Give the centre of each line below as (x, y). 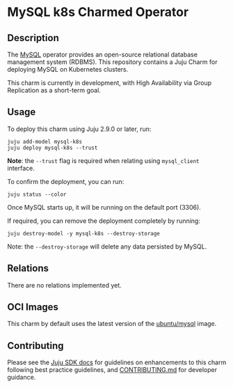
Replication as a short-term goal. (54, 90)
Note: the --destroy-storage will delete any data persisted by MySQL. (107, 246)
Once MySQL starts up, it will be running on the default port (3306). (104, 207)
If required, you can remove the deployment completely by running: (104, 221)
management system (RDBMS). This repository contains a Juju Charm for (112, 62)
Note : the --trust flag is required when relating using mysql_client (103, 160)
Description (33, 38)
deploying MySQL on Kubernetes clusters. (68, 69)
